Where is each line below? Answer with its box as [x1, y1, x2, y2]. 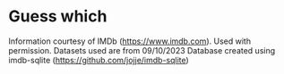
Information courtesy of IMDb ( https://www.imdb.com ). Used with [8, 36, 252, 46]
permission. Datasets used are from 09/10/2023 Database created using [8, 45, 276, 55]
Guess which [8, 6, 108, 27]
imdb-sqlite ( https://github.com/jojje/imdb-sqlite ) [8, 54, 189, 65]
